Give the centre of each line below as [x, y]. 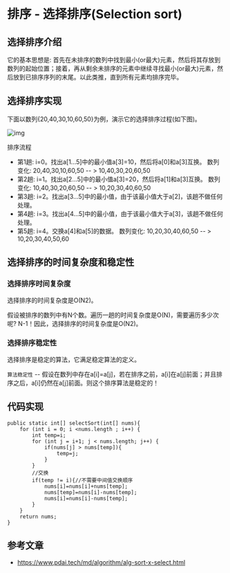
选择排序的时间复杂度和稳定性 [71, 263]
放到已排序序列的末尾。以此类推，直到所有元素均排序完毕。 [98, 77]
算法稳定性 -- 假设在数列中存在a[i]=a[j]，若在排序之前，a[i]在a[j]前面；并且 [112, 374]
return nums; [38, 516]
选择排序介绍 [35, 42]
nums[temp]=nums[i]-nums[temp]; [90, 492]
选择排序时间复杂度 [39, 284]
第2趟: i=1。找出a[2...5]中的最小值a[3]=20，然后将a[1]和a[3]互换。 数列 [119, 179]
